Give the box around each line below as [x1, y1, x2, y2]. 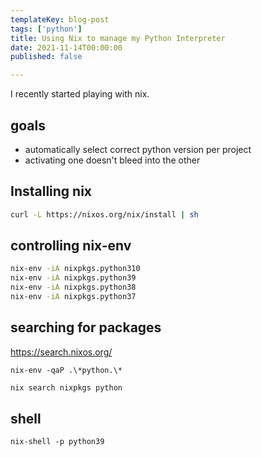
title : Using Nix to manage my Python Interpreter [10, 33, 226, 43]
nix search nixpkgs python [10, 382, 123, 393]
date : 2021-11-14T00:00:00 [10, 42, 123, 53]
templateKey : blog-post [10, 14, 110, 25]
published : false [10, 52, 83, 62]
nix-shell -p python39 [10, 437, 105, 447]
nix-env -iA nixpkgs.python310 [10, 264, 141, 274]
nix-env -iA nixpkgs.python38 [10, 282, 137, 293]
